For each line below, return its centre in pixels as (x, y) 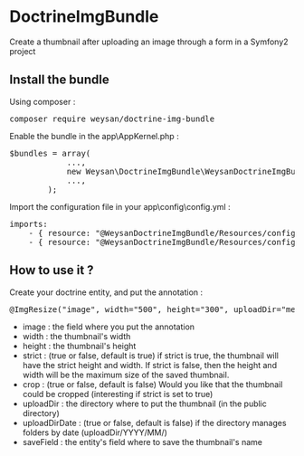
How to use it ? (52, 270)
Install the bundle (60, 80)
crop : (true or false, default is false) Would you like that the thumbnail (152, 384)
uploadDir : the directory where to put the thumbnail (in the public (144, 404)
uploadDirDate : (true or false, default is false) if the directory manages (154, 423)
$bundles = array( (50, 153)
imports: (28, 224)
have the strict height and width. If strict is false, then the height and (150, 365)
